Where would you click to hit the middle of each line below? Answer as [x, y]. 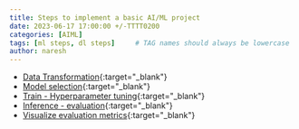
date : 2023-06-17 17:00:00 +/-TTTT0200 [85, 26]
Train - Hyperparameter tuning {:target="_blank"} [114, 97]
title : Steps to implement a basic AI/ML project [105, 18]
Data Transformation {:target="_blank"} [95, 77]
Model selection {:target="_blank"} [87, 87]
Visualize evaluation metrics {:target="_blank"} [109, 115]
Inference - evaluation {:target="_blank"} [98, 106]
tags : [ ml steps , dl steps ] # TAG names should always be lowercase [149, 43]
